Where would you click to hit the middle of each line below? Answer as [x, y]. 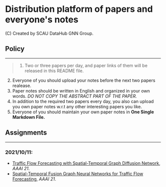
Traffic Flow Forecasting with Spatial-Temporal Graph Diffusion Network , [86, 163]
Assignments [26, 133]
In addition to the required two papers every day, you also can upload [83, 101]
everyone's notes [42, 20]
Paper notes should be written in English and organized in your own [81, 91]
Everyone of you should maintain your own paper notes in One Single [83, 112]
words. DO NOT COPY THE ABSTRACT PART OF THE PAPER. [75, 96]
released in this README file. [54, 71]
